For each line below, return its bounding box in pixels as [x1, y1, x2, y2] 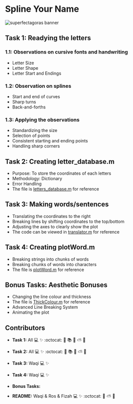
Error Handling [12, 181, 42, 187]
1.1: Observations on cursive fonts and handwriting [5, 49, 128, 55]
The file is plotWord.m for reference [12, 267, 85, 272]
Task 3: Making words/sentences [5, 200, 109, 209]
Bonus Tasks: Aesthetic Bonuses [5, 281, 108, 289]
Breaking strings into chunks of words [12, 256, 89, 262]
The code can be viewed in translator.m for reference [12, 229, 120, 235]
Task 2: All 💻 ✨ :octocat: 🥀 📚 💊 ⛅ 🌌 [12, 349, 87, 354]
